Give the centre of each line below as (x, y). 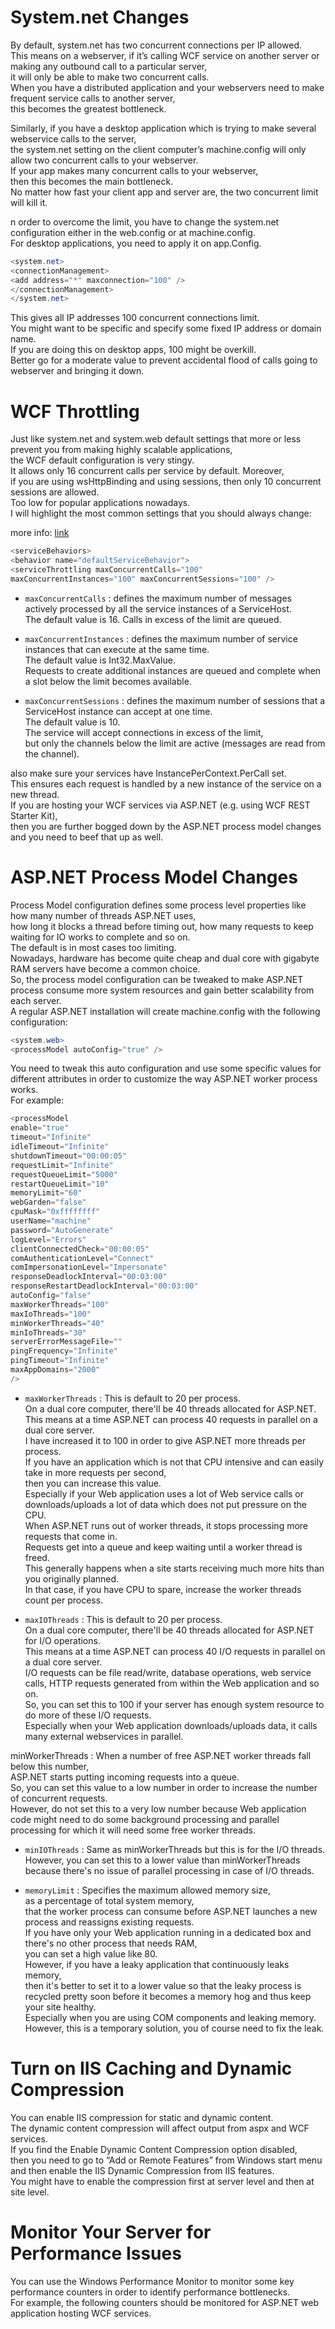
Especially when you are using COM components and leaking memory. (170, 2017)
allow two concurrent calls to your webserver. (104, 160)
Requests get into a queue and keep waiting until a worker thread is (163, 1547)
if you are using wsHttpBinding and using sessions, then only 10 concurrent (166, 482)
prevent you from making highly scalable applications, (121, 450)
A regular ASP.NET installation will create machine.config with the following (165, 1011)
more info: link (40, 533)
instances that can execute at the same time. (117, 649)
